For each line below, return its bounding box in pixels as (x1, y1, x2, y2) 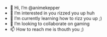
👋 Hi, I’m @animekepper (10, 5, 60, 10)
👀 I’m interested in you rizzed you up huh (10, 10, 95, 16)
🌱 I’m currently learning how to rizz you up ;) (10, 15, 102, 21)
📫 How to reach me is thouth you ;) (10, 26, 84, 32)
